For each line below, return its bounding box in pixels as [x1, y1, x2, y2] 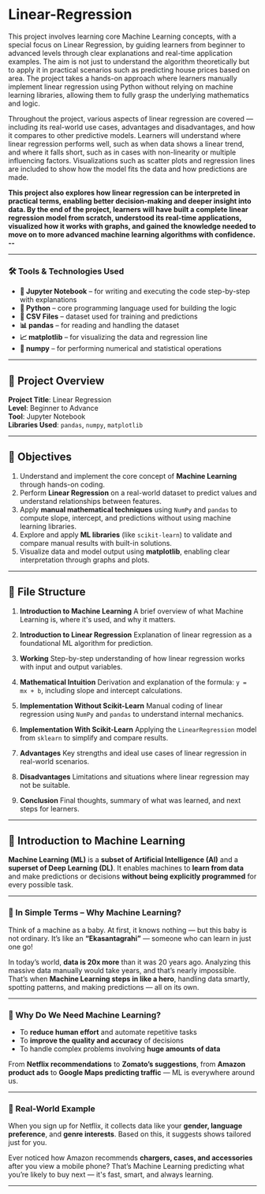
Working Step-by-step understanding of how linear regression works [19, 653, 245, 663]
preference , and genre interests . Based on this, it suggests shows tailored [8, 1129, 252, 1139]
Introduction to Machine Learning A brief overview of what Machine [19, 606, 244, 616]
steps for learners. [19, 804, 80, 813]
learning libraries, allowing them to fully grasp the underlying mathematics [8, 90, 250, 99]
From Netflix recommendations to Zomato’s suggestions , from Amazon [8, 1059, 246, 1069]
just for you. [8, 1138, 47, 1147]
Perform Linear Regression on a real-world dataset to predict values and [19, 487, 257, 498]
